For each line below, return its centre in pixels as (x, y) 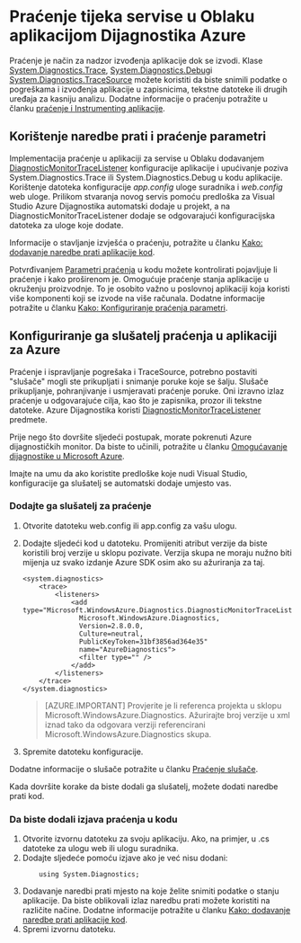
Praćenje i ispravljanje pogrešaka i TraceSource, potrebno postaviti (133, 371)
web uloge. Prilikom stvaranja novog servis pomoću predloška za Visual (142, 196)
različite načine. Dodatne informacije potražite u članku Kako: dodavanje (156, 911)
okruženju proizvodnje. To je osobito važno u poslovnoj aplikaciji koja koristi (150, 289)
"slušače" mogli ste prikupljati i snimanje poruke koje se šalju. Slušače (139, 381)
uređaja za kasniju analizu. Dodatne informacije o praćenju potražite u (138, 98)
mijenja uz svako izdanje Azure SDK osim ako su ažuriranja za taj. (143, 562)
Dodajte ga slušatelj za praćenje (80, 506)
